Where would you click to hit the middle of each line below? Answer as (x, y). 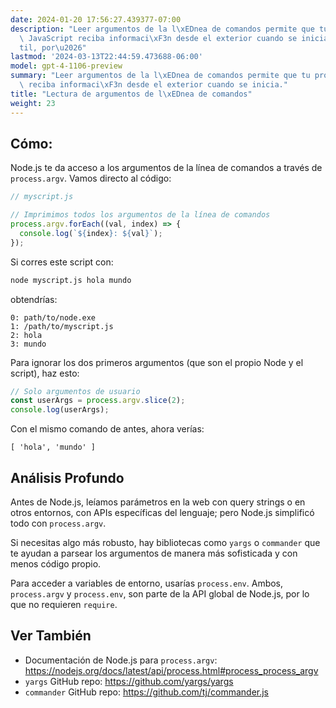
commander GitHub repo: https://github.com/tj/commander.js (147, 692)
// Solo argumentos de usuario (75, 391)
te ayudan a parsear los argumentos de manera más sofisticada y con (154, 553)
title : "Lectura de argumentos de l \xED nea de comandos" (131, 94)
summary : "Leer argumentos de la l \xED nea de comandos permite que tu (160, 76)
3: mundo (28, 344)
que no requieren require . (64, 604)
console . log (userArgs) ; (60, 410)
